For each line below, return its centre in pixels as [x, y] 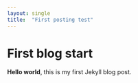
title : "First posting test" [50, 20]
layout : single [29, 13]
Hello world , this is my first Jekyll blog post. [69, 72]
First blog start [50, 53]
